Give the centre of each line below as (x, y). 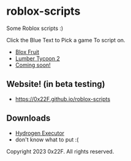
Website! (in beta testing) (56, 84)
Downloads (28, 118)
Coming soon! (33, 65)
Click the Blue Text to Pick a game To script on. (66, 40)
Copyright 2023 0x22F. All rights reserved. (60, 151)
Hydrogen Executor (40, 133)
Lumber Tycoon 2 (37, 58)
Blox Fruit (27, 52)
